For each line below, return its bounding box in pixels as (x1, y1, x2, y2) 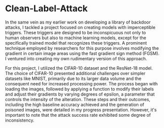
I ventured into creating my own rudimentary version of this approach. (5, 55, 147, 61)
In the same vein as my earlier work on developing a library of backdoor (5, 19, 151, 25)
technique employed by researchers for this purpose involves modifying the (5, 45, 159, 51)
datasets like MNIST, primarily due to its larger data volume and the (5, 76, 142, 81)
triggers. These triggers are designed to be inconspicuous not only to (5, 29, 146, 35)
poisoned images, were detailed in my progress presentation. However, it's (5, 106, 157, 113)
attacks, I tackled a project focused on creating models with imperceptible (5, 24, 156, 30)
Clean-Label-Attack (5, 3, 88, 14)
